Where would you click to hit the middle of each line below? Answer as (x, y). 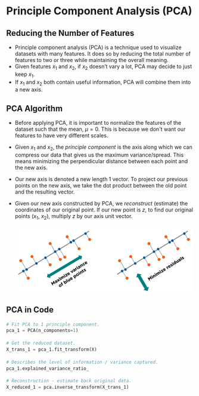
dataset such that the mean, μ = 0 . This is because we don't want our (100, 129)
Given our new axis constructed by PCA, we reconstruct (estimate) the (101, 203)
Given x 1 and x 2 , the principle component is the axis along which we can (103, 148)
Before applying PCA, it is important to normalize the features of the (98, 123)
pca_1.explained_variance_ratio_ (48, 369)
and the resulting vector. (45, 192)
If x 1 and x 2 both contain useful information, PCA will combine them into (103, 83)
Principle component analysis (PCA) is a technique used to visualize (98, 47)
